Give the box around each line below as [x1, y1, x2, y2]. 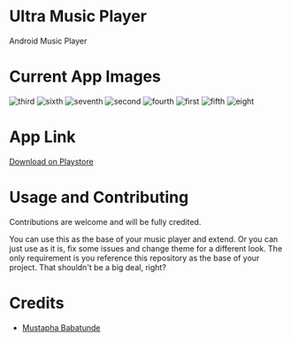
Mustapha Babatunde [21, 322, 101, 333]
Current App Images [9, 66, 162, 87]
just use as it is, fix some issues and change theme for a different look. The [9, 243, 283, 253]
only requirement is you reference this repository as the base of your [9, 253, 260, 263]
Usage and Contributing [9, 188, 189, 207]
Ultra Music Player [9, 6, 148, 27]
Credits [9, 292, 65, 313]
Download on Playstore [9, 156, 95, 167]
